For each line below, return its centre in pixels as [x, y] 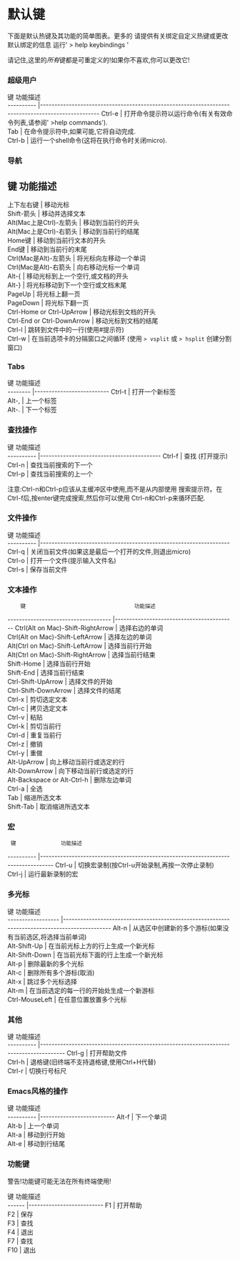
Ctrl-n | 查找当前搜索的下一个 [50, 464]
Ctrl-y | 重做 [25, 753]
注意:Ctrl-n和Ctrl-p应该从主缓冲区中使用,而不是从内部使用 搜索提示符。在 [115, 489]
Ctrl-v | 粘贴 [25, 717]
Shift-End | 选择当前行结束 [46, 673]
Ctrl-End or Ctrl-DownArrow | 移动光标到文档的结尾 [83, 320]
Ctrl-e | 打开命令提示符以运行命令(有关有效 [164, 114]
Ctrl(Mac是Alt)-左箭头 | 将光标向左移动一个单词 [77, 258]
